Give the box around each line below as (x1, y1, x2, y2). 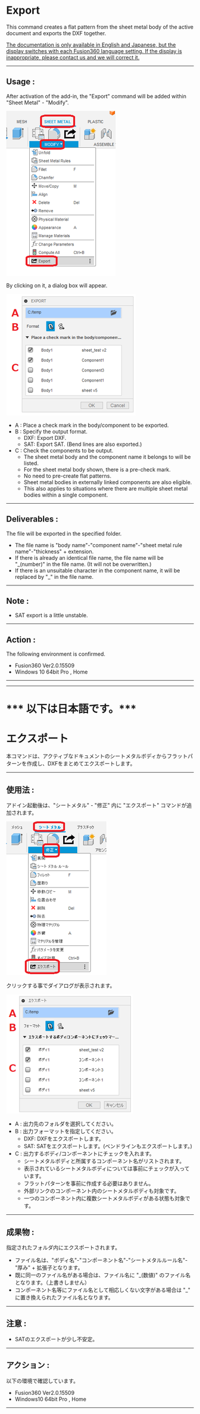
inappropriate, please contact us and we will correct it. (6, 54, 140, 61)
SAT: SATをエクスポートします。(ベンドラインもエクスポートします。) (23, 1143, 192, 1150)
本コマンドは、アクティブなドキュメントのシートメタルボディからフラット (6, 752, 188, 760)
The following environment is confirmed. (6, 650, 106, 658)
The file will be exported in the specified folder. (6, 530, 122, 537)
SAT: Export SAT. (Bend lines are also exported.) (23, 441, 142, 448)
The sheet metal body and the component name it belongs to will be (23, 453, 191, 460)
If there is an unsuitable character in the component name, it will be (14, 567, 180, 574)
